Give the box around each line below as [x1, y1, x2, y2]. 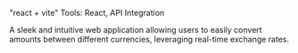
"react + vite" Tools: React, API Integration [9, 8, 165, 18]
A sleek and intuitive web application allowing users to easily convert [9, 25, 262, 34]
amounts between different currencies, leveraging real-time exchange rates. [9, 34, 290, 44]
